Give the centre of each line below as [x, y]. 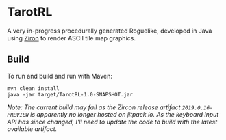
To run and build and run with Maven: [60, 76]
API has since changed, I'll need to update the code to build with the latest [112, 122]
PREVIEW [18, 115]
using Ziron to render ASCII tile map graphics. [71, 38]
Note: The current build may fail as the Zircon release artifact [94, 107]
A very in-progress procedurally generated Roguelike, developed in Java [110, 31]
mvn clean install [33, 88]
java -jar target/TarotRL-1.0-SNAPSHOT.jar [70, 94]
